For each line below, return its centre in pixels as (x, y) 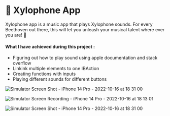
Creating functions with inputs (44, 74)
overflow (22, 63)
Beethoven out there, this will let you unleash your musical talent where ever (85, 29)
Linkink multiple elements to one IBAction (56, 69)
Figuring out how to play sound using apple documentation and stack (85, 58)
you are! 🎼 (16, 35)
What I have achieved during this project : (50, 46)
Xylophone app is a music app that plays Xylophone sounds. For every (79, 24)
